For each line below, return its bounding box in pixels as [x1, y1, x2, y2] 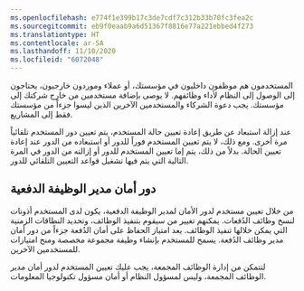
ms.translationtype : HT [10, 30, 100, 39]
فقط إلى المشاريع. [10, 109, 73, 119]
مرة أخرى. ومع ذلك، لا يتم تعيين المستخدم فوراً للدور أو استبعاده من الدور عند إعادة [10, 136, 288, 146]
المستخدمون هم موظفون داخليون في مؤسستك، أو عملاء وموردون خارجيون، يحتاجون [10, 80, 293, 90]
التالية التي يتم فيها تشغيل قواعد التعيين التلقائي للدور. [10, 155, 189, 165]
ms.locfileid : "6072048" [10, 55, 104, 64]
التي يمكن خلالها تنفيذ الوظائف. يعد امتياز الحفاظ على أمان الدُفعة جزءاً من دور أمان [10, 224, 288, 235]
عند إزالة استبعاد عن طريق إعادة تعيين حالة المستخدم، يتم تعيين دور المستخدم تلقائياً [10, 127, 292, 136]
